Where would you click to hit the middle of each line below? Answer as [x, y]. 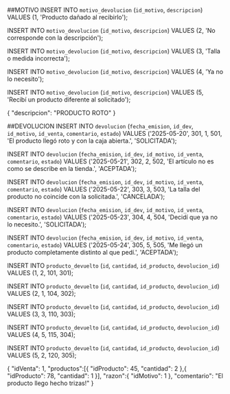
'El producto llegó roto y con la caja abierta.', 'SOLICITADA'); [92, 141]
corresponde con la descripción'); [55, 38]
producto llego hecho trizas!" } [50, 383]
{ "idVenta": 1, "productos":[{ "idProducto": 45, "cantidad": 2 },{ [97, 369]
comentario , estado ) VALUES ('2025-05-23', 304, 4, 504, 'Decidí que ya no [113, 217]
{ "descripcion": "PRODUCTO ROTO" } [61, 113]
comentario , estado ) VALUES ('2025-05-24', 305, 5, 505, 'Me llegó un [105, 245]
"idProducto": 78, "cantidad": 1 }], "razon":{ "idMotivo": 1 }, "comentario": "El [115, 376]
